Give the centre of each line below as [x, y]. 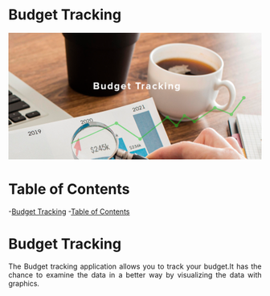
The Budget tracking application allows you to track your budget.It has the [135, 266]
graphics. [24, 283]
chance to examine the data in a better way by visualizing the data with [135, 274]
